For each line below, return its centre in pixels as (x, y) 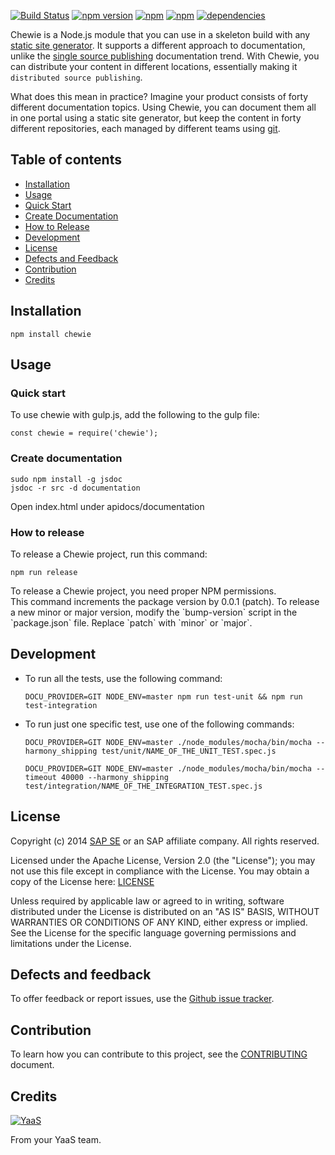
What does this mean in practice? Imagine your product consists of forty (159, 96)
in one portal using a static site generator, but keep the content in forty (156, 118)
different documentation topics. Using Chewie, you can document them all (163, 107)
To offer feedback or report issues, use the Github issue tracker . (142, 999)
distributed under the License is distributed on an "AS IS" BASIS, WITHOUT (165, 911)
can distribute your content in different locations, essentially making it (154, 66)
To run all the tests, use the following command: (123, 678)
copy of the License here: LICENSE (82, 881)
